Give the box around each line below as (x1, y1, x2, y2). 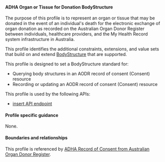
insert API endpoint (12, 100, 52, 107)
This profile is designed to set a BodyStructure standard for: (5, 61, 129, 67)
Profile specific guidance (5, 112, 58, 118)
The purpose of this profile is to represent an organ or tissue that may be (5, 15, 155, 21)
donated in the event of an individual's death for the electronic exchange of (5, 20, 160, 26)
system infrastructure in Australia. (5, 36, 75, 42)
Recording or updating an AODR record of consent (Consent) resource (12, 81, 158, 87)
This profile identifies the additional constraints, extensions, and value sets (5, 46, 159, 52)
